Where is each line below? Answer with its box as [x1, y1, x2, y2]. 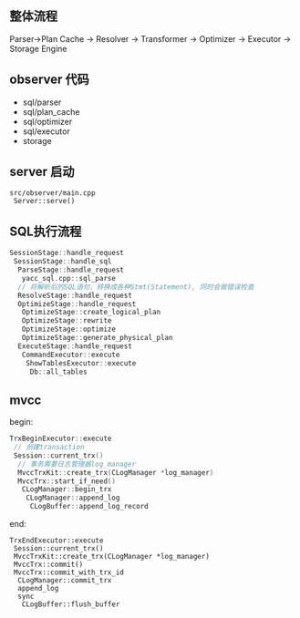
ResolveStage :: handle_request [17, 291, 132, 300]
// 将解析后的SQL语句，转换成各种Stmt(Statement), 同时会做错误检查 [17, 282, 254, 292]
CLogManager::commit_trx [17, 576, 112, 585]
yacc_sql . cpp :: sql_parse [21, 273, 117, 283]
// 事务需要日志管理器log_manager [17, 459, 137, 469]
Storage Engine [9, 43, 67, 54]
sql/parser [22, 97, 62, 108]
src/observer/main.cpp [9, 189, 96, 198]
